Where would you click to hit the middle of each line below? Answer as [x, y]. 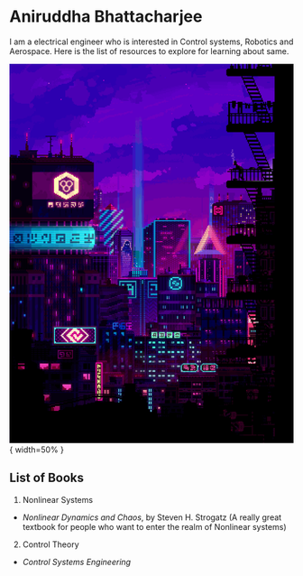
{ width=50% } [37, 450]
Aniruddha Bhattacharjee [106, 17]
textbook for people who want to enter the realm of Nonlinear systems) [154, 526]
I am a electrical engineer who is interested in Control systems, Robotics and [151, 42]
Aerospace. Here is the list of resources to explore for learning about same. [149, 51]
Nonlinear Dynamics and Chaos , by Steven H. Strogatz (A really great [152, 517]
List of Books [46, 478]
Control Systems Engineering [77, 562]
